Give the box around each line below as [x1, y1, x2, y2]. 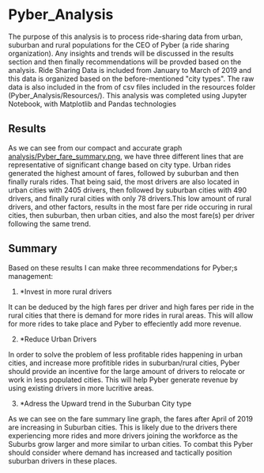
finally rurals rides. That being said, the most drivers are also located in [8, 177, 239, 186]
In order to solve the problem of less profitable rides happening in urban [8, 349, 243, 359]
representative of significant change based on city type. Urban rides [8, 160, 232, 170]
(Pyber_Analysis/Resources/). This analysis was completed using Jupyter [8, 90, 247, 100]
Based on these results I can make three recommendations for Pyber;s [8, 263, 238, 273]
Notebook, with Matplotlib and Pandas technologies [8, 99, 176, 109]
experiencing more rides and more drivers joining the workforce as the [8, 430, 239, 441]
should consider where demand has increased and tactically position [8, 448, 232, 457]
